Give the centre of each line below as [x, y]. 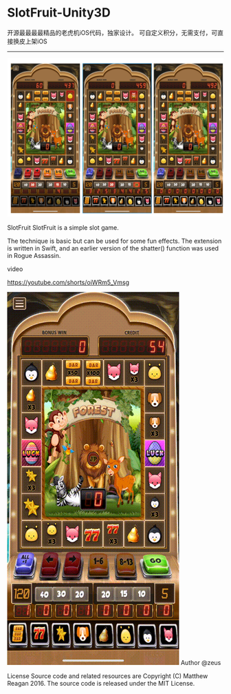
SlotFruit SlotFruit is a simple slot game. [63, 228]
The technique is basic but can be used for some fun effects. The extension [114, 241]
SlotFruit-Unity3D [59, 13]
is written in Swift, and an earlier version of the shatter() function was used [113, 248]
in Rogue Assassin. [34, 256]
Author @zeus [201, 663]
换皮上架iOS [30, 41]
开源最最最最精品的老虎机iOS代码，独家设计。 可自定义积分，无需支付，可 [112, 32]
